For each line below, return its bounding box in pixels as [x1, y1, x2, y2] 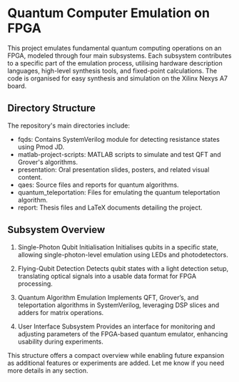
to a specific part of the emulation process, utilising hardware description [7, 58, 223, 67]
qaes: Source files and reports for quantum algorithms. [17, 180, 180, 189]
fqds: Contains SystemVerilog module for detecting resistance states [17, 135, 220, 143]
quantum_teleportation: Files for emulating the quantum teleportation [17, 187, 220, 197]
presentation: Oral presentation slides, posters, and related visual [17, 165, 210, 174]
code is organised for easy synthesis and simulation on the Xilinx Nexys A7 [7, 73, 228, 83]
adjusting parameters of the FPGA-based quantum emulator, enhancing [17, 329, 228, 338]
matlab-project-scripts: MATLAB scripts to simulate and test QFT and [17, 150, 221, 158]
